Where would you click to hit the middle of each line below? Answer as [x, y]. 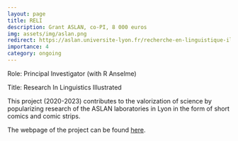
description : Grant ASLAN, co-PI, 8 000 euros [77, 27]
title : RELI [25, 21]
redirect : [22, 40]
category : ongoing [34, 54]
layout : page [27, 14]
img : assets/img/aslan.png [47, 34]
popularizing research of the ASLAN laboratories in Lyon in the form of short [119, 108]
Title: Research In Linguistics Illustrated [64, 87]
